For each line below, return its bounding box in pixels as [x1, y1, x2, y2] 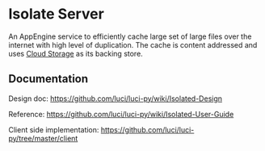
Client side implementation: [8, 124, 99, 134]
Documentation [8, 72, 89, 86]
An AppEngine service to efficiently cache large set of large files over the [8, 31, 252, 41]
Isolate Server [8, 5, 105, 23]
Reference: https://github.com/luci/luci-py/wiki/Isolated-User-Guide [8, 109, 234, 119]
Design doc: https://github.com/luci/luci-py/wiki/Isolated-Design [8, 94, 223, 103]
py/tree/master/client [8, 133, 78, 143]
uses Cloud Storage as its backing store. [8, 48, 143, 58]
